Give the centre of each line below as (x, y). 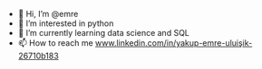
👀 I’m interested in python (66, 23)
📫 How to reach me (55, 43)
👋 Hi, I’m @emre (48, 14)
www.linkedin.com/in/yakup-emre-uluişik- (174, 43)
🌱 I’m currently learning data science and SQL (104, 33)
